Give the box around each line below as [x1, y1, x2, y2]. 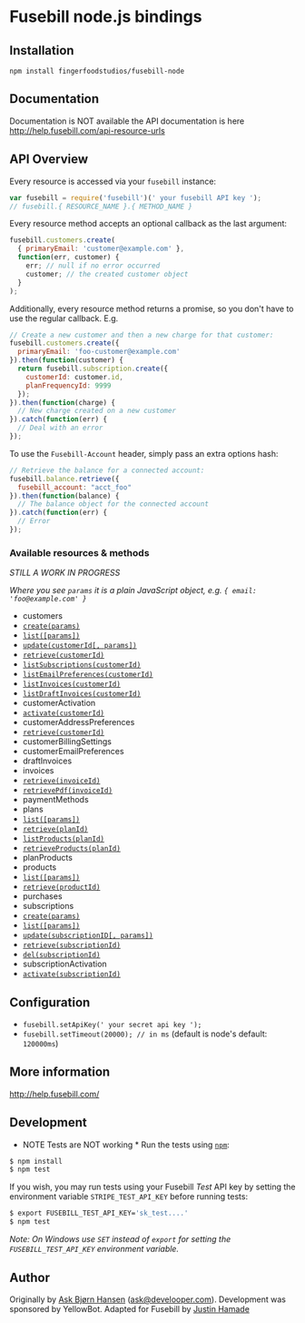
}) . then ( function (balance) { [9, 491, 120, 500]
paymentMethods [22, 794, 89, 805]
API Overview [9, 152, 89, 167]
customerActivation [22, 698, 96, 709]
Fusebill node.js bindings [9, 6, 202, 27]
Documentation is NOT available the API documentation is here [9, 116, 245, 126]
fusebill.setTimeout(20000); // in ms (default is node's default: [22, 1028, 268, 1039]
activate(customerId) [22, 709, 104, 718]
